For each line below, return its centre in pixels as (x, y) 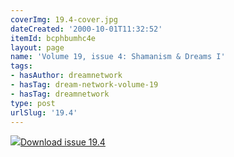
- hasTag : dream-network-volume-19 (84, 85)
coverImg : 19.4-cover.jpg (64, 19)
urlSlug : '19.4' (44, 112)
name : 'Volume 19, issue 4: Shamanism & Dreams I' (118, 57)
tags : (21, 66)
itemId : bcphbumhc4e (53, 38)
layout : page (37, 47)
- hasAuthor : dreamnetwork (66, 76)
